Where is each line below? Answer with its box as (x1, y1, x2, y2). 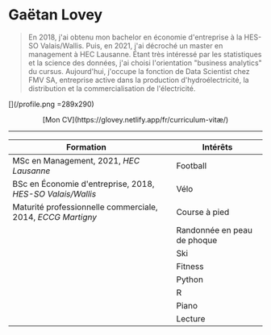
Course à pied (176, 206, 230, 217)
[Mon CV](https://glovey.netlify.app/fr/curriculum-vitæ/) (42, 114, 229, 124)
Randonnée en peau (176, 224, 252, 235)
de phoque (176, 234, 218, 246)
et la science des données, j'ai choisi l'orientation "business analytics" (27, 58, 262, 68)
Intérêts (202, 141, 233, 152)
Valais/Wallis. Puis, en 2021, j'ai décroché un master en (40, 40, 223, 50)
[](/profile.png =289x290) (8, 99, 94, 109)
